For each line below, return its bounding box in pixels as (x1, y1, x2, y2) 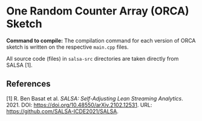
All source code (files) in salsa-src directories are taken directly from (6, 55, 179, 62)
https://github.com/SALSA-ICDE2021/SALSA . (6, 107, 119, 115)
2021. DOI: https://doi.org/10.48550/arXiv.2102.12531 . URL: (6, 101, 152, 108)
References (6, 79, 51, 89)
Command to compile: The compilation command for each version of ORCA (6, 37, 196, 44)
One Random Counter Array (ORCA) (6, 4, 189, 18)
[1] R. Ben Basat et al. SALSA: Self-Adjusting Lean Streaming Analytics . (6, 95, 183, 102)
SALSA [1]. (6, 61, 33, 69)
